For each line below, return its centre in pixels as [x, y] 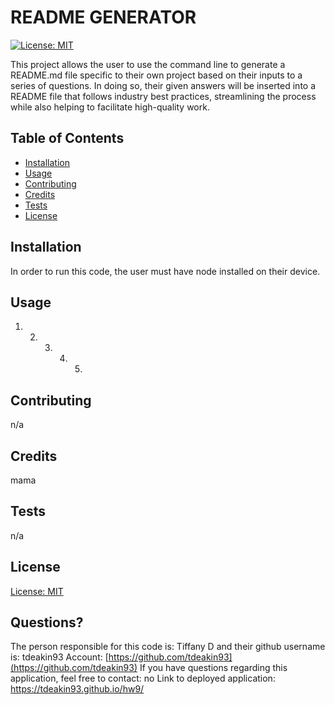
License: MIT [37, 591]
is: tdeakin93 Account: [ [59, 657]
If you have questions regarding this [213, 668]
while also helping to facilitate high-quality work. [110, 107]
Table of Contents [67, 138]
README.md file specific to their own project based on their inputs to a [156, 75]
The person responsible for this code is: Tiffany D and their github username [168, 647]
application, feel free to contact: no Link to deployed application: [143, 678]
